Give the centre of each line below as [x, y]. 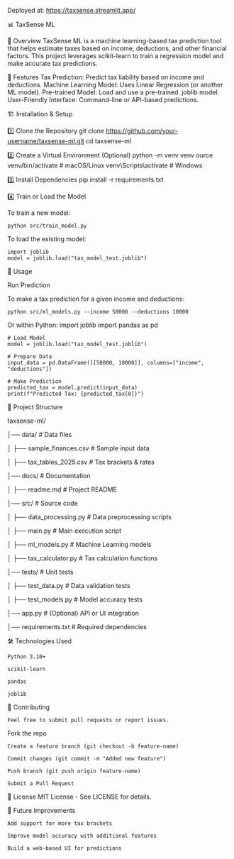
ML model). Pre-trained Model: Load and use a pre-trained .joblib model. [113, 92]
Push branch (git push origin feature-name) [74, 771]
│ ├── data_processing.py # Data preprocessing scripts [90, 517]
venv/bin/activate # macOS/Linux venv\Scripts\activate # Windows [105, 165]
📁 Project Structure [35, 407]
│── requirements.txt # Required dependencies [77, 627]
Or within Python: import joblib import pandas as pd [83, 325]
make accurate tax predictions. [52, 63]
